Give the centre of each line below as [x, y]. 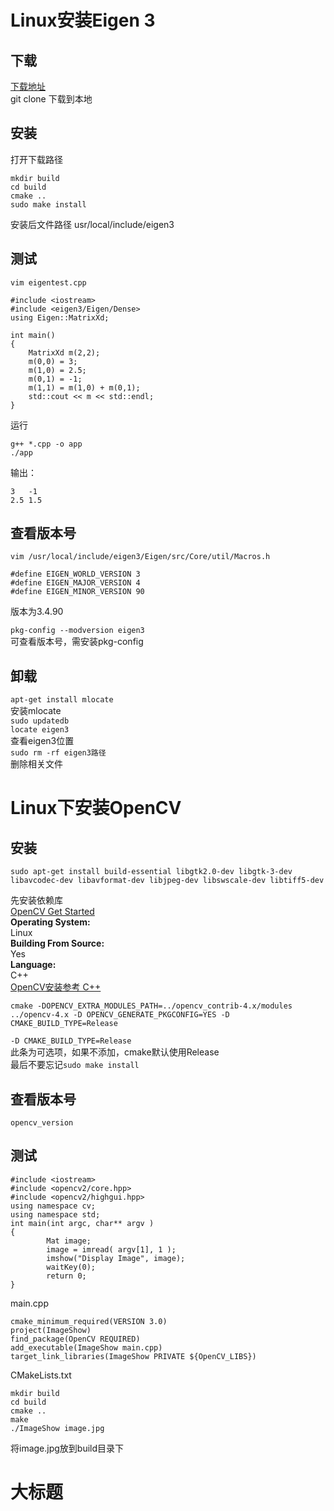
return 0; [66, 1276]
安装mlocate [36, 711]
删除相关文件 [36, 764]
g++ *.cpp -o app [46, 444]
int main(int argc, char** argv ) [82, 1223]
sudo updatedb [40, 721]
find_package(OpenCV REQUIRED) [75, 1339]
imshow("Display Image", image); [116, 1258]
